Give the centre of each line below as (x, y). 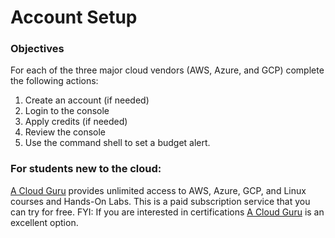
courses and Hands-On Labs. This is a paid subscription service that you (160, 201)
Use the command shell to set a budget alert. (117, 143)
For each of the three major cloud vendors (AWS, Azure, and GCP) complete (167, 70)
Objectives (37, 49)
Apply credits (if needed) (76, 122)
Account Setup (74, 17)
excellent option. (44, 222)
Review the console (65, 132)
